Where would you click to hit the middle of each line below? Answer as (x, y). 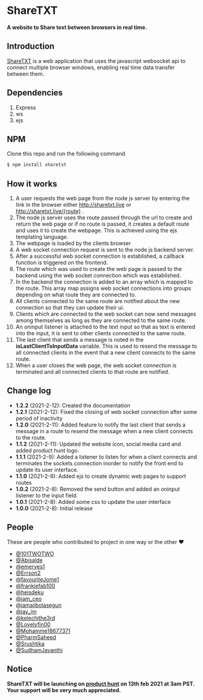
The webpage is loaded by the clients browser (73, 243)
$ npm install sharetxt (37, 165)
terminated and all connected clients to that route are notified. (92, 372)
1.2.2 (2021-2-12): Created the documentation (73, 405)
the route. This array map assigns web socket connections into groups (103, 289)
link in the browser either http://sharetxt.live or (73, 205)
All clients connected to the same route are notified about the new (98, 301)
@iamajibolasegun (39, 605)
